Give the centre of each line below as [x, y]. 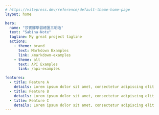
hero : [11, 23]
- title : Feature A [29, 82]
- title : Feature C [29, 101]
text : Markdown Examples [43, 50]
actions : [18, 42]
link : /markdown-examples [44, 55]
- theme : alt [27, 59]
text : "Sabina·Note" [30, 32]
